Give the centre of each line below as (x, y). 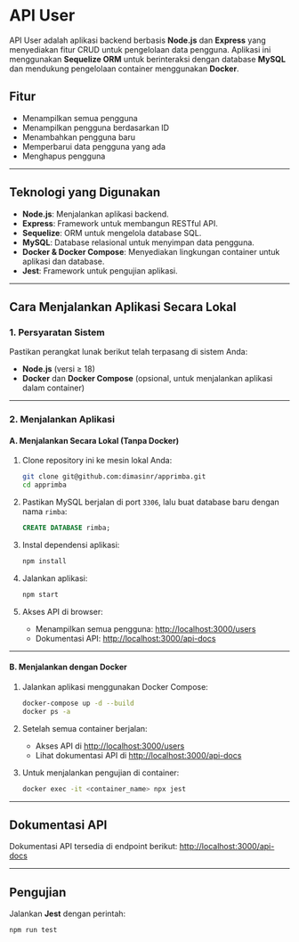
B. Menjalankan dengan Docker (68, 667)
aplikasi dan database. (63, 261)
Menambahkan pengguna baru (79, 137)
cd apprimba (44, 485)
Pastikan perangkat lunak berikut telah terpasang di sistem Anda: (129, 352)
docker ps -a (46, 711)
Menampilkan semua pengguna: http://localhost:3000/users (145, 628)
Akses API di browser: (63, 611)
